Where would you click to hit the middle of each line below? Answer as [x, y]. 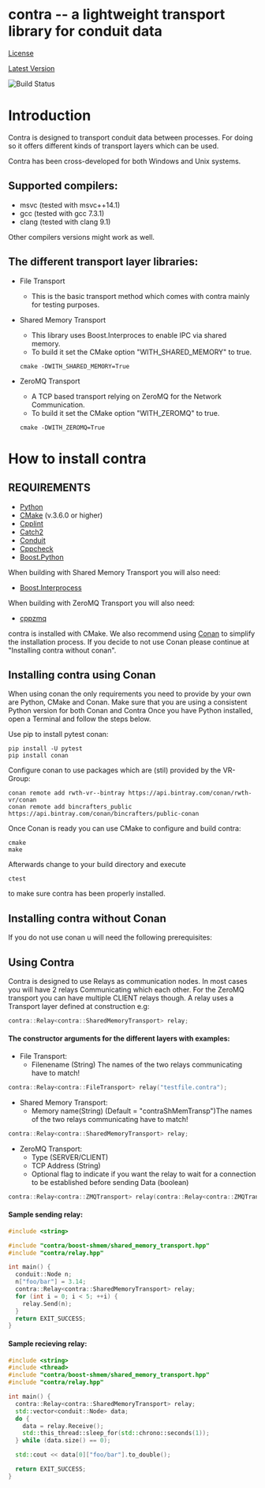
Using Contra [41, 962]
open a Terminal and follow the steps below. [80, 719]
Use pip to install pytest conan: [58, 735]
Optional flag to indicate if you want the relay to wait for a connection [144, 1174]
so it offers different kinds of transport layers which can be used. [114, 146]
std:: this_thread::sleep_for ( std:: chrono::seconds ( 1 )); [116, 1434]
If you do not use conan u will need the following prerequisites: [110, 937]
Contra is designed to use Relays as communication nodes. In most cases [128, 981]
